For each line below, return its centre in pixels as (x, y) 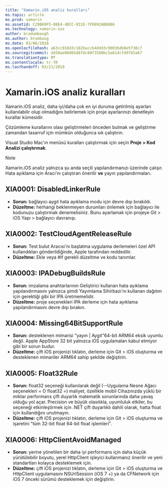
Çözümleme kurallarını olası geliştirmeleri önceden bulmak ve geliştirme (81, 127)
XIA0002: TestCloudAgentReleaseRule (69, 234)
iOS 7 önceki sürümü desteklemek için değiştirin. (64, 479)
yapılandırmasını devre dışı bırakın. (49, 307)
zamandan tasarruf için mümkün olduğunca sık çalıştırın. (64, 133)
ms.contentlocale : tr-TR (32, 62)
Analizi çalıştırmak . (26, 148)
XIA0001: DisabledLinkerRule (53, 189)
